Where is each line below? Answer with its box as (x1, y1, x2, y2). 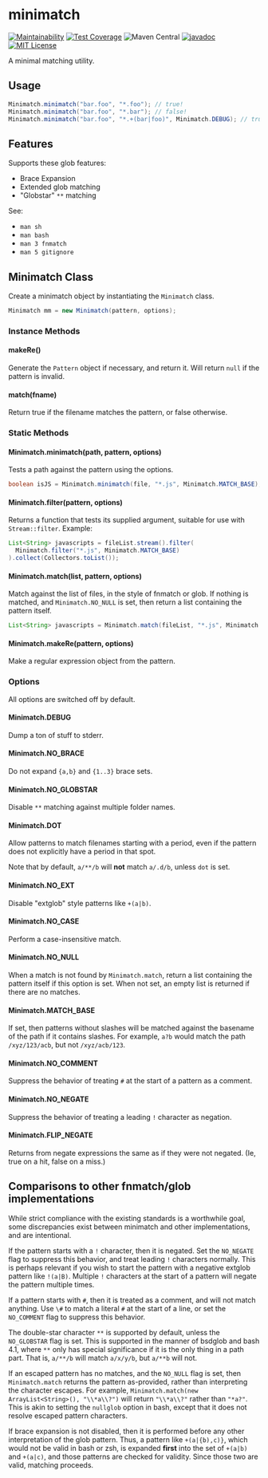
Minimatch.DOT (8, 820, 62, 830)
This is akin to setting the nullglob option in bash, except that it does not (8, 1402, 247, 1412)
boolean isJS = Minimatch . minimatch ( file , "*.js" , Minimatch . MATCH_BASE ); (8, 480, 262, 488)
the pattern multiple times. (8, 1279, 95, 1289)
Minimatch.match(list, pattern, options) (8, 571, 142, 581)
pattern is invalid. (8, 372, 65, 380)
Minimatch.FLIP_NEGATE (8, 1130, 93, 1140)
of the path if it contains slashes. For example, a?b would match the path (8, 1031, 246, 1042)
